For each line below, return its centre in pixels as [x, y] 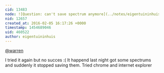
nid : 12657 [16, 18]
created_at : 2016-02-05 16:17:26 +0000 [46, 23]
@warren [14, 50]
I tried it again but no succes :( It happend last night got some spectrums [78, 60]
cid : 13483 [16, 9]
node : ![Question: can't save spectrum [46, 14]
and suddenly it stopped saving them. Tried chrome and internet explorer [79, 65]
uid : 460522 [17, 32]
